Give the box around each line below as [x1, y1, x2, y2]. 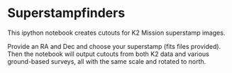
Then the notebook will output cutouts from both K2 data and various [7, 50, 209, 58]
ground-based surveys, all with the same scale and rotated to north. [7, 57, 206, 65]
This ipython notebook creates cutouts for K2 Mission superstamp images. [7, 28, 226, 37]
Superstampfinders [7, 5, 126, 21]
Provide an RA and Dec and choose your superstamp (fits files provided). [7, 42, 221, 50]
